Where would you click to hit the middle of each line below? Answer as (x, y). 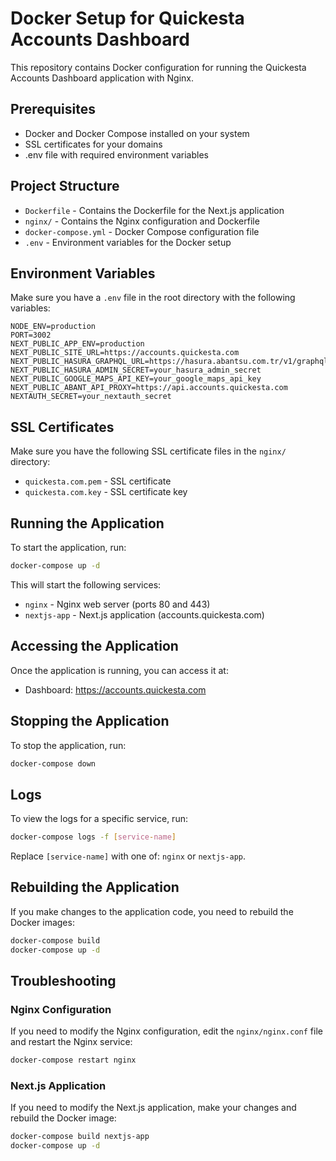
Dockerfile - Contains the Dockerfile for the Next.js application (154, 210)
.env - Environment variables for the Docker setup (128, 242)
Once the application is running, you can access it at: (119, 670)
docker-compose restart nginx (73, 1060)
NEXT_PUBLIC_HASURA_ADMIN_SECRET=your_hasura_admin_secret (136, 370)
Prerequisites (53, 109)
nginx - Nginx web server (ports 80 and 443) (117, 604)
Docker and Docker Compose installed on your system (137, 133)
